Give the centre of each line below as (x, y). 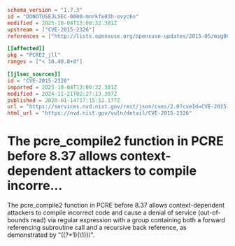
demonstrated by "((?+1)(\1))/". (51, 235)
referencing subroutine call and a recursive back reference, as (97, 228)
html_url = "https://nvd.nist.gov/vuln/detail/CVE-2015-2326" (100, 113)
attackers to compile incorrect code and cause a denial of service (102, 212)
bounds (18, 220)
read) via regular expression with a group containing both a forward (128, 220)
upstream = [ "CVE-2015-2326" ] (51, 29)
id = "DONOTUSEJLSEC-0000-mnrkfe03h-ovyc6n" (73, 16)
